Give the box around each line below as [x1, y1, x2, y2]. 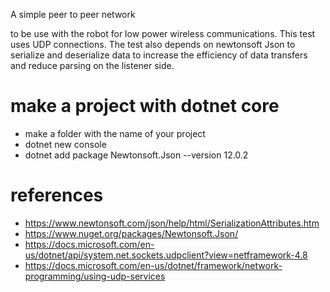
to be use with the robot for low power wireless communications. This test [10, 28, 316, 39]
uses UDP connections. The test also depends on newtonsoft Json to [10, 39, 296, 50]
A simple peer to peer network [10, 9, 136, 20]
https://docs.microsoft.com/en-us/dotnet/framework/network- [24, 259, 283, 271]
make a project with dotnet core [10, 95, 280, 118]
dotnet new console [24, 138, 107, 150]
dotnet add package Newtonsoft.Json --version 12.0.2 [24, 149, 249, 161]
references [10, 184, 104, 207]
